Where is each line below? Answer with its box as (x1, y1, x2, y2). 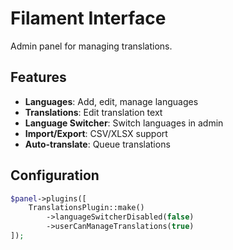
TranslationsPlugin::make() (28, 203, 145, 213)
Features (10, 69, 67, 86)
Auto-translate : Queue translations (24, 138, 171, 150)
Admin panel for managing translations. (10, 40, 173, 52)
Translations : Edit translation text (24, 106, 163, 118)
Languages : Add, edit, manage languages (24, 95, 199, 107)
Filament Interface (10, 7, 167, 30)
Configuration (10, 167, 100, 184)
